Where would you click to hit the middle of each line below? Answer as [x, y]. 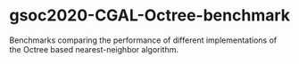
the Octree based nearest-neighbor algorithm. [94, 49]
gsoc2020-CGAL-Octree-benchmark [150, 16]
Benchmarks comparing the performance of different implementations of [143, 40]
